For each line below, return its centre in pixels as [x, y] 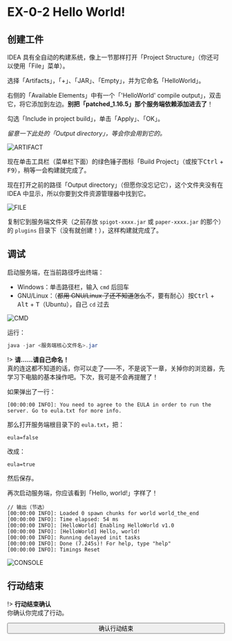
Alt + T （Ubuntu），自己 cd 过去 [63, 304]
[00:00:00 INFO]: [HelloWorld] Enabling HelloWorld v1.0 [91, 525]
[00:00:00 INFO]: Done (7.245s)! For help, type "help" [89, 543]
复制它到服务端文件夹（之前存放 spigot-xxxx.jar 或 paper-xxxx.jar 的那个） [116, 222]
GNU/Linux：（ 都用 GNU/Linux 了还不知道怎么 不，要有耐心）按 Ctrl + [116, 296]
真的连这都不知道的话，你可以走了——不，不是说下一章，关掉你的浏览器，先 [116, 368]
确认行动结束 [116, 628]
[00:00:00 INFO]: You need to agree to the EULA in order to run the [109, 405]
